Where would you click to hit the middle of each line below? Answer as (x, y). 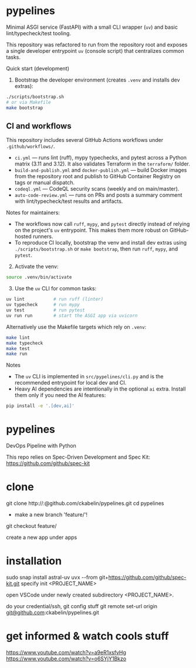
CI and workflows (39, 126)
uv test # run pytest (45, 310)
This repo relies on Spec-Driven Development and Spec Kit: (78, 457)
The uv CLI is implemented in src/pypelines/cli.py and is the (89, 377)
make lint (18, 338)
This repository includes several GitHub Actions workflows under (85, 140)
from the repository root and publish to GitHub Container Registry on (97, 177)
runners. (43, 236)
